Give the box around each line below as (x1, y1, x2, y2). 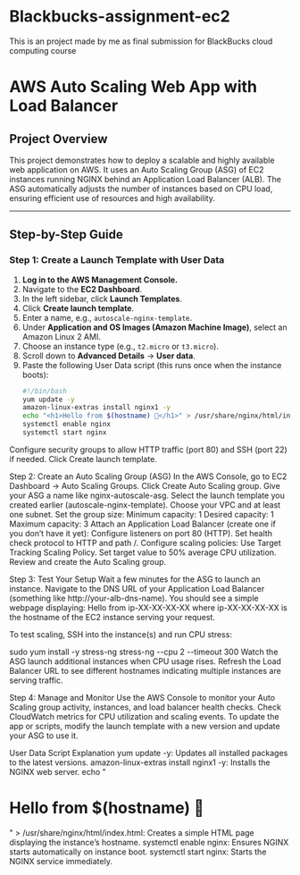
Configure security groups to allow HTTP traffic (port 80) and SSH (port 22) (9, 444, 287, 455)
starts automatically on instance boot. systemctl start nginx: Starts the (9, 846, 267, 857)
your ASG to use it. (9, 730, 79, 741)
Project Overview (9, 131, 108, 147)
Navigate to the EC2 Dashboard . (21, 283, 143, 294)
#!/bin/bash (21, 386, 67, 395)
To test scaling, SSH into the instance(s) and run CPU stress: (9, 628, 232, 640)
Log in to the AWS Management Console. (21, 274, 179, 285)
